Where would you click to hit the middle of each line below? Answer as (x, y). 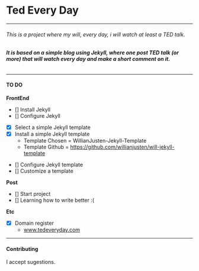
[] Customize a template (44, 171)
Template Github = (46, 147)
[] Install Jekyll (33, 109)
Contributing (22, 249)
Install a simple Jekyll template (52, 134)
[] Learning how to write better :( (54, 200)
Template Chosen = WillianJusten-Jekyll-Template (85, 141)
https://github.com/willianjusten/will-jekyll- (122, 147)
